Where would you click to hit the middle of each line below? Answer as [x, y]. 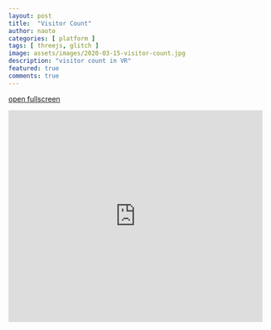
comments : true [34, 76]
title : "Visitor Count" [50, 23]
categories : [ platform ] [52, 38]
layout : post [30, 16]
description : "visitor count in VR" [70, 61]
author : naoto [32, 31]
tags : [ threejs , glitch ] [54, 46]
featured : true [34, 69]
